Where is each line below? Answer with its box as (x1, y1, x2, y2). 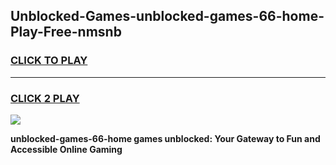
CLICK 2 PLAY (10, 91, 80, 105)
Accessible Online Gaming (10, 143, 123, 155)
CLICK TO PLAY (10, 54, 88, 68)
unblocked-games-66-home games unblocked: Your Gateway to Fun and (10, 132, 321, 144)
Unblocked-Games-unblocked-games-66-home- (10, 8, 325, 25)
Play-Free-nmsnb (10, 24, 122, 41)
